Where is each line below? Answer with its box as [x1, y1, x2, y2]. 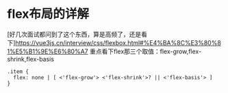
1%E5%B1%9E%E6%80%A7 [7, 47, 89, 55]
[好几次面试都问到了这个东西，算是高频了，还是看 [7, 30, 148, 38]
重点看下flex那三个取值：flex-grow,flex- [89, 47, 202, 55]
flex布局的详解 [7, 6, 90, 22]
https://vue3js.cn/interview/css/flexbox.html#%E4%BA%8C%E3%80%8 [15, 38, 221, 46]
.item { [7, 68, 29, 75]
